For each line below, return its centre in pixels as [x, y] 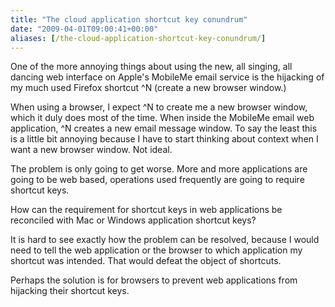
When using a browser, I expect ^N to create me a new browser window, [159, 107]
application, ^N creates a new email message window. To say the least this [164, 128]
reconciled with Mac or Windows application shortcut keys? [133, 220]
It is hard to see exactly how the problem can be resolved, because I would [165, 240]
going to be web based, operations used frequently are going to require [157, 180]
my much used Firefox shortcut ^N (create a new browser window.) [148, 88]
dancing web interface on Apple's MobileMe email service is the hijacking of [167, 77]
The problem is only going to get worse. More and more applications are [159, 169]
